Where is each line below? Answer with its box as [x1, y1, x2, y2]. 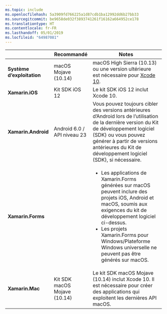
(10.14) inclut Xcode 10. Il [92, 276, 155, 283]
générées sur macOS [101, 182, 151, 189]
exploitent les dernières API [92, 294, 157, 301]
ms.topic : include [5, 7, 43, 12]
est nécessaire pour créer [92, 282, 153, 289]
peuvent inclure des [101, 188, 148, 195]
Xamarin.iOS [7, 89, 38, 96]
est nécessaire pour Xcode [92, 72, 156, 79]
